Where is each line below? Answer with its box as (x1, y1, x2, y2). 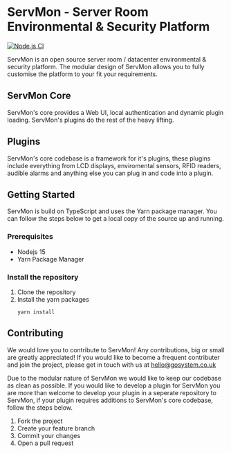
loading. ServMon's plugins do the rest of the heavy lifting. (7, 116, 174, 124)
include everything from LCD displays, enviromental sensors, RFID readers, (7, 161, 221, 170)
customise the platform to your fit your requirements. (7, 70, 158, 78)
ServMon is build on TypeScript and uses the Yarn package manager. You (7, 207, 218, 215)
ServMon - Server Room (7, 4, 149, 20)
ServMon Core (7, 90, 71, 102)
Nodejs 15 (17, 247, 46, 256)
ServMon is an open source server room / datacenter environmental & (7, 55, 207, 63)
